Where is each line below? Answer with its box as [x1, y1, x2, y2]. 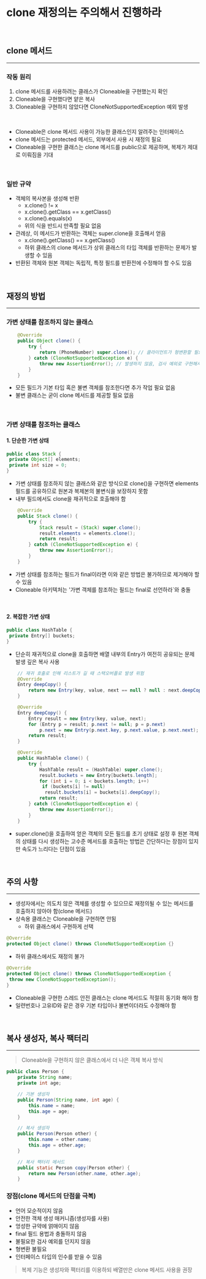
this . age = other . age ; [28, 1142, 86, 1148]
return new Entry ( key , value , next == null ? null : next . [28, 687, 183, 694]
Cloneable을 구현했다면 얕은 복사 [15, 96, 95, 103]
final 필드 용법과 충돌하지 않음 [15, 1230, 87, 1237]
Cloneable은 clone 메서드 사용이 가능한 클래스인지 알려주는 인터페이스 [15, 128, 185, 136]
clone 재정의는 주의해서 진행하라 [6, 6, 162, 20]
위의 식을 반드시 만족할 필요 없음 [24, 222, 102, 230]
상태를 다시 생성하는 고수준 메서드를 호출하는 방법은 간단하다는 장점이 [21, 837, 188, 844]
